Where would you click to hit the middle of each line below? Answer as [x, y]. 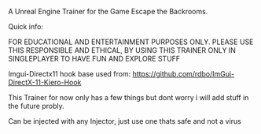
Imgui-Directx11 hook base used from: [70, 74]
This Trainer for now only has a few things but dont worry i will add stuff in [129, 97]
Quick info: [26, 26]
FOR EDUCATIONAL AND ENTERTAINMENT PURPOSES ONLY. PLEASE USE [131, 42]
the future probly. [36, 106]
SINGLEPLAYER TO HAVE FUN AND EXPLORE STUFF [94, 59]
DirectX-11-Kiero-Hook [45, 82]
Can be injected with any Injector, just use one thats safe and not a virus [125, 121]
